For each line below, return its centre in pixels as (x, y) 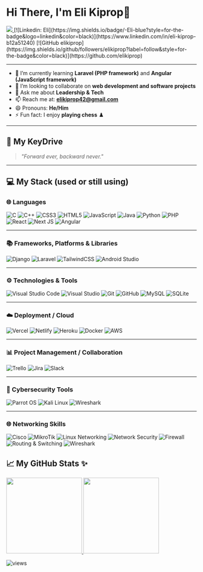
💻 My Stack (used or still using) (67, 182)
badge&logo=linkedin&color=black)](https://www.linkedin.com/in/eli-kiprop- (101, 36)
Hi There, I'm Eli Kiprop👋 (69, 12)
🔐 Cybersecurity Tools (40, 389)
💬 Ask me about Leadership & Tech (59, 92)
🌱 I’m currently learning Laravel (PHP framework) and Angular (93, 73)
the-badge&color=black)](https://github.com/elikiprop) (75, 55)
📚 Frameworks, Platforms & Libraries (62, 244)
